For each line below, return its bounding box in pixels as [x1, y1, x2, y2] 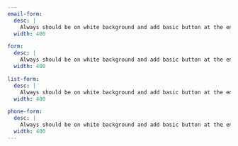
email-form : [7, 10, 42, 18]
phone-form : [7, 108, 42, 116]
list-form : [7, 75, 40, 82]
